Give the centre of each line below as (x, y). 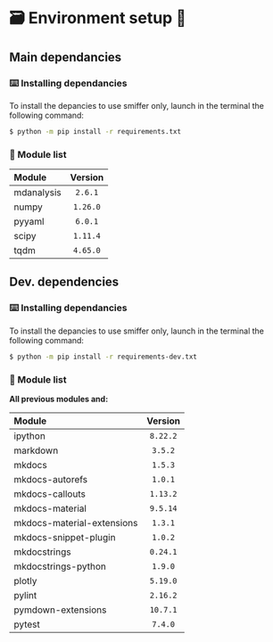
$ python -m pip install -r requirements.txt (95, 131)
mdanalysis (37, 193)
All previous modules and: (59, 399)
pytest (27, 624)
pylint (25, 595)
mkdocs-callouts (50, 494)
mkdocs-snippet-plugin (65, 537)
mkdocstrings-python (60, 566)
